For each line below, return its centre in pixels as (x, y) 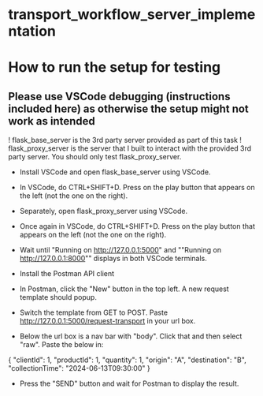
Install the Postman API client (67, 274)
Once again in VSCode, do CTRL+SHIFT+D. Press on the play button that (137, 226)
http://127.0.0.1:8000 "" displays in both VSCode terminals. (113, 259)
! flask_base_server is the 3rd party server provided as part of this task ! (125, 140)
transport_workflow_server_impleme (132, 15)
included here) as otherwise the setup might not (129, 108)
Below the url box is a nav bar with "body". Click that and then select (131, 336)
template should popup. (58, 297)
